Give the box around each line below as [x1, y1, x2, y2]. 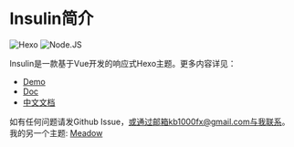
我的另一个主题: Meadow [9, 127, 103, 138]
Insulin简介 [9, 8, 94, 29]
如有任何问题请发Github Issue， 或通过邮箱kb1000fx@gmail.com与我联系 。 [9, 116, 290, 127]
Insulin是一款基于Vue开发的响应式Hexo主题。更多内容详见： [9, 58, 236, 68]
